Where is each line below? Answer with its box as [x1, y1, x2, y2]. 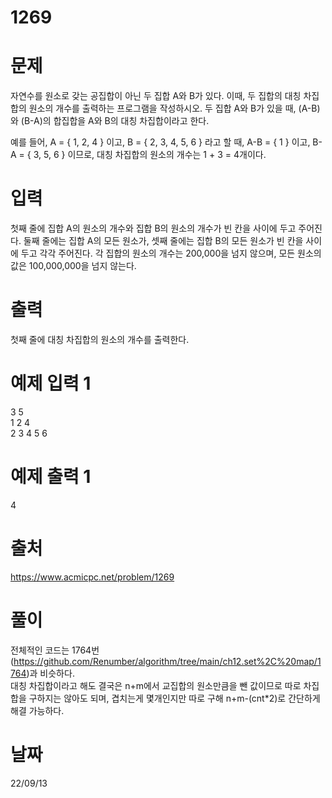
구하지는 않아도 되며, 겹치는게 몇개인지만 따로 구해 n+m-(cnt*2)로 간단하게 [28, 692, 321, 704]
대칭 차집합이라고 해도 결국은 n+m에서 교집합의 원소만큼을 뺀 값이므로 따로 [10, 679, 302, 691]
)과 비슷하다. [26, 667, 75, 679]
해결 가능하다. [10, 704, 65, 716]
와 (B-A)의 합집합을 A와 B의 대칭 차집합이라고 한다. [10, 115, 210, 127]
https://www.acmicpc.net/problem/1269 [10, 571, 175, 583]
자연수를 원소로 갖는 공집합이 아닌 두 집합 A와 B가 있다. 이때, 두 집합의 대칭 [10, 90, 302, 102]
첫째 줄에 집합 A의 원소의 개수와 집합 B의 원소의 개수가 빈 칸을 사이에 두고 [10, 222, 297, 235]
